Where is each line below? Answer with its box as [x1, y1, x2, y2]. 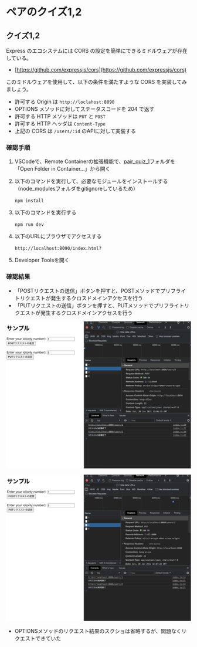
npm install [14, 198, 44, 204]
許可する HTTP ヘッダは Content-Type [14, 120, 106, 127]
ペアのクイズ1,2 [6, 5, 82, 19]
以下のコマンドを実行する [14, 209, 77, 216]
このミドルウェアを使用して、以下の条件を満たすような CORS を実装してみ [6, 79, 188, 85]
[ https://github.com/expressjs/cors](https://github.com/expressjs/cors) [14, 66, 186, 73]
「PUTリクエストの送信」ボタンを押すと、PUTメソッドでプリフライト [14, 302, 185, 309]
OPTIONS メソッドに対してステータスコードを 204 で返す [14, 106, 155, 112]
